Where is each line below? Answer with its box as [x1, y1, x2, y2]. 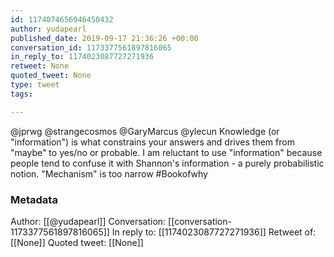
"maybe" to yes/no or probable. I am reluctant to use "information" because [10, 146, 323, 158]
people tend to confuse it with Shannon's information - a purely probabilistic [10, 157, 325, 169]
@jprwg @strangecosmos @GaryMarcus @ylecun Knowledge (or [10, 125, 280, 137]
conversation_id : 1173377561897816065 [10, 42, 172, 53]
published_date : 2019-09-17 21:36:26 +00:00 [10, 33, 199, 43]
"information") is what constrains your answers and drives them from [10, 136, 295, 148]
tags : [10, 89, 33, 99]
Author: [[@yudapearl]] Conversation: [10, 215, 167, 227]
